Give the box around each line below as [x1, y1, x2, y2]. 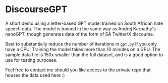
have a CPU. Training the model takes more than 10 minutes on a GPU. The [5, 46, 160, 52]
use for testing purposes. [5, 57, 58, 63]
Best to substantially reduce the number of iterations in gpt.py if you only [5, 40, 157, 47]
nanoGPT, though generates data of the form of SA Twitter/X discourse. [5, 31, 155, 37]
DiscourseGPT [5, 4, 68, 15]
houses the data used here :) [5, 72, 65, 78]
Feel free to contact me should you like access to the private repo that [5, 67, 151, 73]
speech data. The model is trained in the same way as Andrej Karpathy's [5, 25, 156, 31]
